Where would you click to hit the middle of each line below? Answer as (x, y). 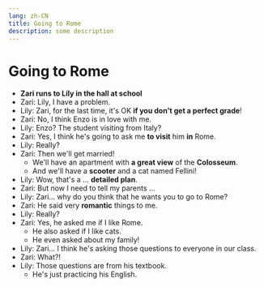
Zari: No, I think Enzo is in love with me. (86, 119)
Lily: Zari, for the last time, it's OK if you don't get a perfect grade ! (131, 111)
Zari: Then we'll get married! (67, 154)
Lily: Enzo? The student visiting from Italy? (91, 128)
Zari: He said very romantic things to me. (89, 206)
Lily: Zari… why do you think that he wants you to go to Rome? (124, 197)
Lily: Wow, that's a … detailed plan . (79, 180)
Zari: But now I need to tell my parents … (87, 188)
